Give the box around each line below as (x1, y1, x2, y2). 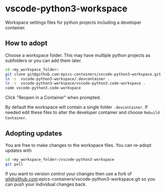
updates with (5, 147, 32, 153)
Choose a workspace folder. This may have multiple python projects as (5, 52, 151, 58)
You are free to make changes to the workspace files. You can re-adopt (5, 142, 152, 148)
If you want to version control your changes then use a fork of (5, 171, 132, 177)
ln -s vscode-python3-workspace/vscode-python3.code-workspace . (5, 81, 146, 86)
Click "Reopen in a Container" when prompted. (5, 95, 101, 101)
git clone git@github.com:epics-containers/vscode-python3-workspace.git (5, 71, 162, 77)
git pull (5, 162, 23, 167)
